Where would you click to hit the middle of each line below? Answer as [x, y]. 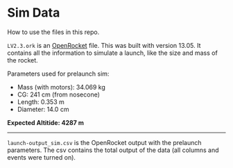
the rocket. [23, 60]
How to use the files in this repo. [53, 32]
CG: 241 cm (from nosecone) [59, 94]
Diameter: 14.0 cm [43, 109]
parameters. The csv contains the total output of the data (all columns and [113, 150]
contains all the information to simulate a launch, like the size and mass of [113, 53]
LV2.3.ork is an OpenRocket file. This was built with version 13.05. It [104, 45]
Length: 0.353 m [41, 101]
